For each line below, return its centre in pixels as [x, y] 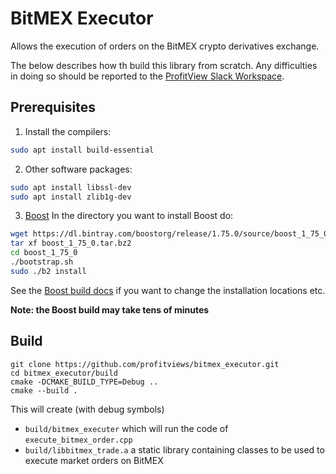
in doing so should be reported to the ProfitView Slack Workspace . [147, 76]
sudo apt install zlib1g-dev [71, 197]
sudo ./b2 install [48, 271]
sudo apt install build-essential [82, 150]
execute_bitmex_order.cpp [78, 440]
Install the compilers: [68, 131]
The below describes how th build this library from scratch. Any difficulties [164, 65]
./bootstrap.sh [42, 262]
